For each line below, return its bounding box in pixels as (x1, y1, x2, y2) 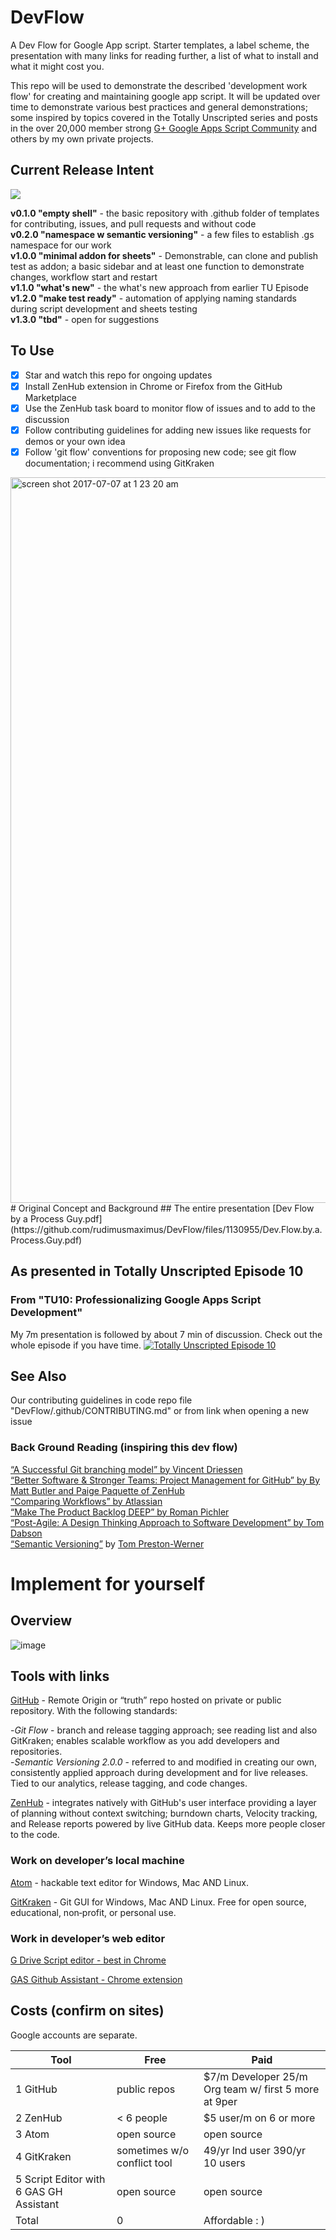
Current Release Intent (10, 162, 155, 179)
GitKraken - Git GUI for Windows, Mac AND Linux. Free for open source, (10, 1896, 307, 1908)
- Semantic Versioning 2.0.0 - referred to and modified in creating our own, (10, 1756, 317, 1768)
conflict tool (116, 2156, 173, 2170)
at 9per (203, 2094, 238, 2108)
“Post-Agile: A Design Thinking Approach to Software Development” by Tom (10, 1516, 325, 1528)
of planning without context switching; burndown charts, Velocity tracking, (10, 1807, 318, 1820)
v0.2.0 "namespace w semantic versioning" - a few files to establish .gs (10, 228, 315, 240)
